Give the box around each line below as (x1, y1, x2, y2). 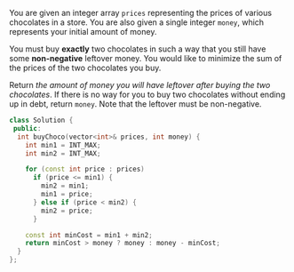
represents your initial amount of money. (9, 27, 157, 36)
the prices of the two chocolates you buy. (9, 62, 162, 73)
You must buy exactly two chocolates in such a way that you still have (9, 44, 266, 54)
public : (12, 124, 42, 132)
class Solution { (9, 116, 74, 124)
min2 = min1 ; (41, 181, 90, 190)
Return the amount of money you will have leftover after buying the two (9, 80, 271, 90)
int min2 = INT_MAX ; (25, 148, 101, 158)
